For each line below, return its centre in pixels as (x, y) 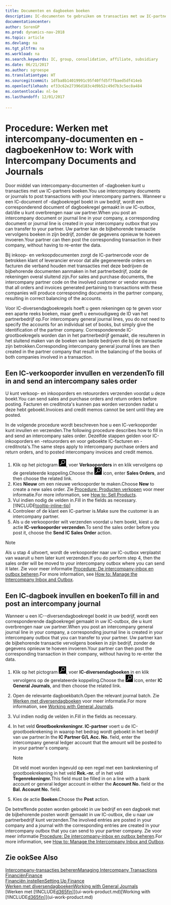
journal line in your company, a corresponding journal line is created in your (84, 632)
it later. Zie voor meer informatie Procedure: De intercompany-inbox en (79, 569)
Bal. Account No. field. (37, 789)
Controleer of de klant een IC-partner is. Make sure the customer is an (86, 511)
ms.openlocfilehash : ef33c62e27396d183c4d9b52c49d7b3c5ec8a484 (74, 86)
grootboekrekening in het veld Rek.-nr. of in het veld (68, 773)
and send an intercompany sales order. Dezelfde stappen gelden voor (78, 436)
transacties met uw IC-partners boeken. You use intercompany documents (83, 191)
